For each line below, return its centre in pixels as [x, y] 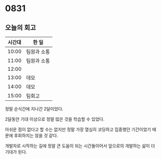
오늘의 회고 [21, 27]
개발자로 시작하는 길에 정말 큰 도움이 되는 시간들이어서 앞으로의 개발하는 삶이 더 [80, 146]
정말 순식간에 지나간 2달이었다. [34, 109]
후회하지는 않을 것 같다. [36, 135]
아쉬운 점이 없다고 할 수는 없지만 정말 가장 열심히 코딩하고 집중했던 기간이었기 [78, 129]
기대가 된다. [16, 152]
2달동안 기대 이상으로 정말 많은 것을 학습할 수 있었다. [55, 119]
